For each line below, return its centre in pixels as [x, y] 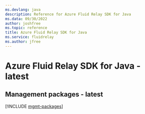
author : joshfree [23, 23]
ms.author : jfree [23, 42]
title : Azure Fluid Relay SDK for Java [46, 32]
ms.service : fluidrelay [30, 37]
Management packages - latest [54, 95]
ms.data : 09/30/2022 [26, 19]
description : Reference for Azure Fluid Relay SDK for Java [68, 14]
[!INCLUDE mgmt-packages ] [34, 106]
